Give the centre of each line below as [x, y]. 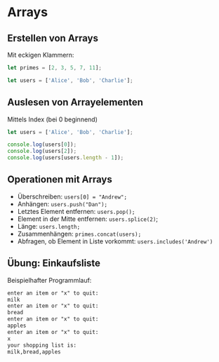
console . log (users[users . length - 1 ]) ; [66, 158]
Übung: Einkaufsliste [54, 263]
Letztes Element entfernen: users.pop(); [76, 211]
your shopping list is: [42, 345]
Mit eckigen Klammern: [41, 55]
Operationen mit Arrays [60, 180]
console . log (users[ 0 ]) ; [42, 145]
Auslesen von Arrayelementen [75, 102]
